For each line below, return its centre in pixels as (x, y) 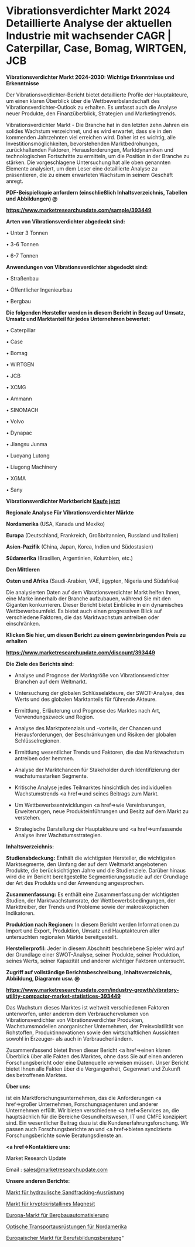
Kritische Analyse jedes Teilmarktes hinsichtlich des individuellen (93, 787)
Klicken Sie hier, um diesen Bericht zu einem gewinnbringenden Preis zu (96, 635)
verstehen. (28, 817)
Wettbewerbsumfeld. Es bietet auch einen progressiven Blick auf (84, 611)
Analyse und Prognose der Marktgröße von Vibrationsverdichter (92, 675)
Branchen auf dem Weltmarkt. (51, 681)
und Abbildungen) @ (32, 199)
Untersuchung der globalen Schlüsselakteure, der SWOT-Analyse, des (99, 693)
